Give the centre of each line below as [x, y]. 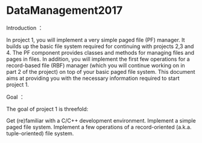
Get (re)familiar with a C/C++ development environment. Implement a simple [101, 120]
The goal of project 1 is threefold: [47, 109]
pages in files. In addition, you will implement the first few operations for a [98, 59]
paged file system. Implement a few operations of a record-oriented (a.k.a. [99, 127]
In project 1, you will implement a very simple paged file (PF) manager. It [96, 40]
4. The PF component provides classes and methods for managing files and [100, 52]
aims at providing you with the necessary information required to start [93, 78]
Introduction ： [25, 28]
